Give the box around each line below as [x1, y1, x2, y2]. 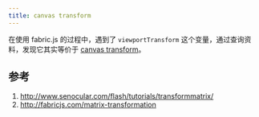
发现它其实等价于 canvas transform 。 [22, 45, 146, 54]
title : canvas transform [8, 11, 91, 20]
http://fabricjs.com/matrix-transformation [19, 100, 156, 110]
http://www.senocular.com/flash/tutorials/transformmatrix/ [19, 92, 214, 101]
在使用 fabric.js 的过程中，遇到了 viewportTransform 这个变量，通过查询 [8, 34, 245, 44]
